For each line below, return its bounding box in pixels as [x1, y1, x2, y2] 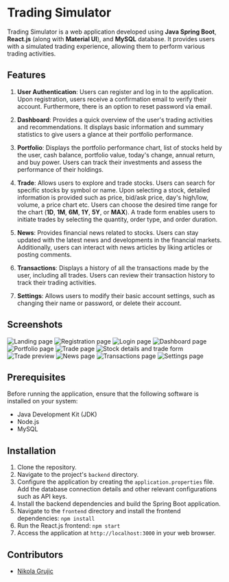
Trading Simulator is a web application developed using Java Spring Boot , [7, 27, 217, 36]
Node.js [16, 418, 40, 426]
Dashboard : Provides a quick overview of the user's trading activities [16, 115, 213, 124]
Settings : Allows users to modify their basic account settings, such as [16, 291, 215, 300]
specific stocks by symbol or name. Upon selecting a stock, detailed [16, 186, 210, 194]
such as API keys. [16, 493, 67, 501]
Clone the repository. [16, 463, 77, 471]
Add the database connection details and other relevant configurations [16, 485, 217, 493]
